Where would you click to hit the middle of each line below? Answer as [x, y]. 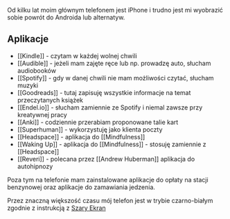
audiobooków [37, 70]
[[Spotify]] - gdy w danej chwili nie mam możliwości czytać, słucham [115, 78]
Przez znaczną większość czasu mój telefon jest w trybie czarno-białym [110, 200]
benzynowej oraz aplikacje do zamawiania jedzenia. [81, 187]
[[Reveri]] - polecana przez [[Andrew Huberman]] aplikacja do [106, 159]
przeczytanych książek [50, 100]
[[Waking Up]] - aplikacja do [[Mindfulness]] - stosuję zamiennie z [112, 144]
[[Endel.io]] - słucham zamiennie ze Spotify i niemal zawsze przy [110, 107]
